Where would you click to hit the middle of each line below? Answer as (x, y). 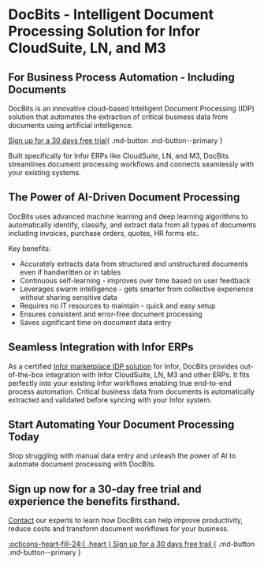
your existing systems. (45, 172)
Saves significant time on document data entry (95, 322)
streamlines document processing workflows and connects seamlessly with (131, 164)
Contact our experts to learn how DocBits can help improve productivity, (125, 520)
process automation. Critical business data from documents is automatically (131, 391)
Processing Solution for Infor (104, 31)
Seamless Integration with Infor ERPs (101, 348)
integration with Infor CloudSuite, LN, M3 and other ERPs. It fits (147, 374)
